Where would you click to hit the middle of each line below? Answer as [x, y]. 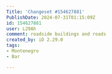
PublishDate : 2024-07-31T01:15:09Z [51, 17]
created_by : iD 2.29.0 [35, 40]
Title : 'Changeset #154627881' [45, 12]
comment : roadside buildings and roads [56, 34]
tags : [13, 46]
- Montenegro [23, 51]
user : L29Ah [21, 29]
